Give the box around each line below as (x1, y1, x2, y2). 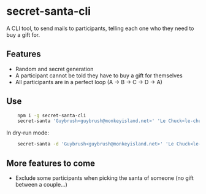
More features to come (6, 158, 96, 168)
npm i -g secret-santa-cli (17, 112, 86, 118)
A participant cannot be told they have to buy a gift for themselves (15, 72, 183, 79)
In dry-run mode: (6, 129, 49, 136)
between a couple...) (15, 181, 67, 188)
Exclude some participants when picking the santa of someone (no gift (15, 174, 194, 182)
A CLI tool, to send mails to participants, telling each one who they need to (6, 25, 194, 32)
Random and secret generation (15, 65, 94, 72)
